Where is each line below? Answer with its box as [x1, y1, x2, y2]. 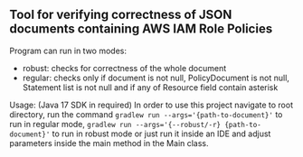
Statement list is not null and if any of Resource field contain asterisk [22, 81, 279, 93]
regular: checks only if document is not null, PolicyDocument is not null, [22, 72, 289, 83]
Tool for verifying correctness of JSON [9, 7, 232, 23]
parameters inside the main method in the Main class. [9, 137, 210, 148]
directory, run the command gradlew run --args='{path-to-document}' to [9, 108, 283, 120]
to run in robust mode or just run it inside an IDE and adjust [52, 128, 271, 139]
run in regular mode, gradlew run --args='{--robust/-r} [9, 118, 222, 129]
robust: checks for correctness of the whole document [22, 62, 227, 73]
